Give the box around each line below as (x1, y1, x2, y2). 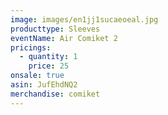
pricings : (10, 42, 52, 53)
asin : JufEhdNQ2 (10, 80, 78, 90)
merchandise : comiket (10, 89, 101, 99)
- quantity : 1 (19, 52, 78, 62)
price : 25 (28, 61, 70, 71)
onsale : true (10, 71, 65, 81)
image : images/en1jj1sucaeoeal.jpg (10, 14, 159, 25)
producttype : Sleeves (10, 24, 101, 34)
